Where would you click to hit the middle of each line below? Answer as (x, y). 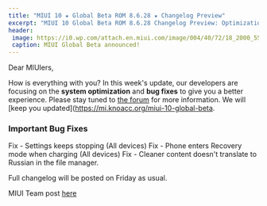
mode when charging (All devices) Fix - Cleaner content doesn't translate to (132, 154)
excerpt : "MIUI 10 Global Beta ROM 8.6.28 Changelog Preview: (113, 23)
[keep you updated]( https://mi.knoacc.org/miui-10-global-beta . (112, 109)
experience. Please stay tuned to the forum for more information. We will (127, 100)
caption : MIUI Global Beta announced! (76, 45)
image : (23, 38)
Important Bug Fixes (48, 129)
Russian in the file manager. (54, 162)
